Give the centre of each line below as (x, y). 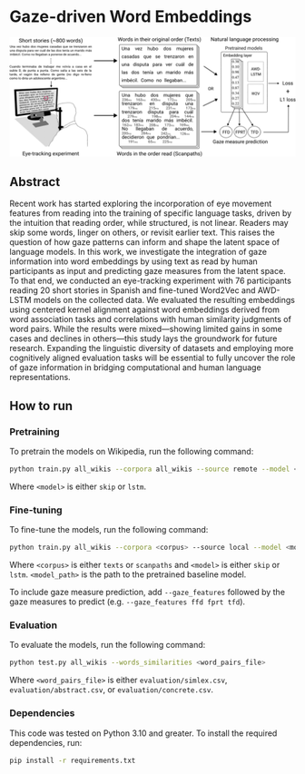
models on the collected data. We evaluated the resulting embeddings (164, 300)
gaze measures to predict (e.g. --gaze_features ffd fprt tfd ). (128, 602)
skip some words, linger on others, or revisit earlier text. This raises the (142, 232)
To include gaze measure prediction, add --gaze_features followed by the (148, 593)
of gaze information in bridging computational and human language (135, 367)
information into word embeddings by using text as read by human (134, 261)
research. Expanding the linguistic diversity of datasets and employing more (152, 348)
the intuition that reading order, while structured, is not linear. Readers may (149, 223)
